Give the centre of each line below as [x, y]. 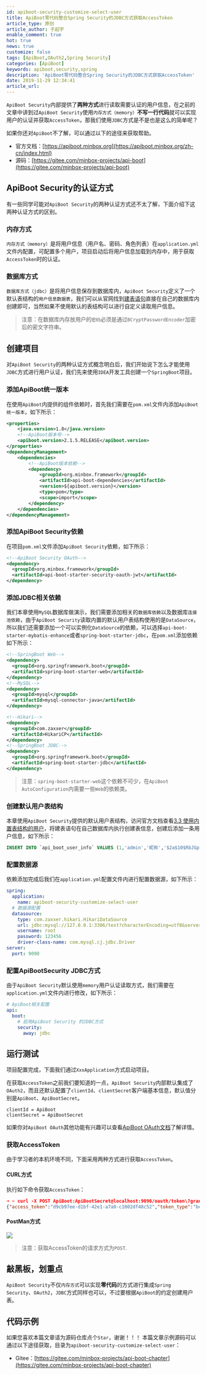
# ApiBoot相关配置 [28, 1005]
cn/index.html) [33, 153]
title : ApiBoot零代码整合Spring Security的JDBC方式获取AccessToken [90, 18]
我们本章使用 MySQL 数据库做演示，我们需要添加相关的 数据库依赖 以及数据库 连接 [102, 612]
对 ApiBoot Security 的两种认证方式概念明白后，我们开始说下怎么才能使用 [98, 364]
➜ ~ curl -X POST [29, 1201]
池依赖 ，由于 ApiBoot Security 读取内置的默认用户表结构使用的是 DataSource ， [103, 620]
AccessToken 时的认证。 [35, 259]
